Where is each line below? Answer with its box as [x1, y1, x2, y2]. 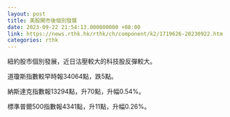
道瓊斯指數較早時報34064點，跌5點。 [7, 72, 118, 81]
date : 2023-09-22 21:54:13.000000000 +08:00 [7, 23, 141, 30]
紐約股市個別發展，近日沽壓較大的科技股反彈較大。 [7, 57, 156, 66]
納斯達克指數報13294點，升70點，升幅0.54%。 [7, 87, 145, 96]
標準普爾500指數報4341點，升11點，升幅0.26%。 [7, 102, 151, 111]
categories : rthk [7, 37, 59, 44]
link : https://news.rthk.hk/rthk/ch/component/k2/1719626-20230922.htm [7, 30, 223, 38]
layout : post [7, 10, 46, 18]
